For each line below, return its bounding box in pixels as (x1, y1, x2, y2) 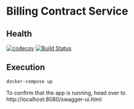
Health (6, 29, 32, 39)
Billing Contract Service (6, 4, 129, 18)
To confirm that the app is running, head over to (6, 89, 126, 96)
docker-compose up (6, 78, 53, 85)
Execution (6, 62, 45, 72)
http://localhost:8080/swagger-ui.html (6, 96, 102, 103)
